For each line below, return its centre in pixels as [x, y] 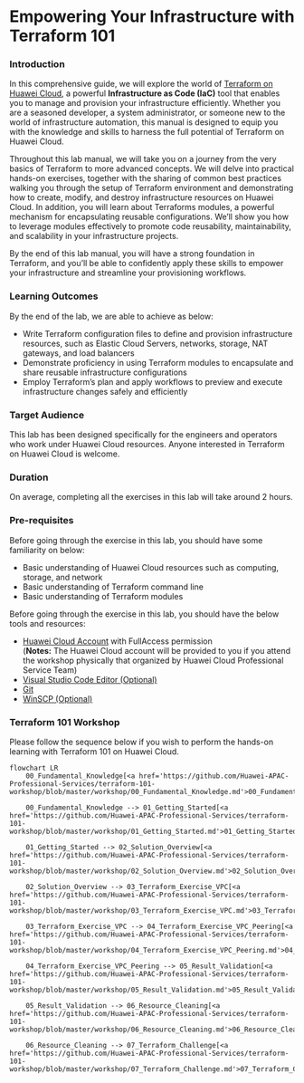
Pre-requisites [42, 521]
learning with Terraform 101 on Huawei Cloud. [94, 751]
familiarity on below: [47, 550]
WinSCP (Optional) [57, 698]
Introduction [37, 64]
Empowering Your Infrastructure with [152, 17]
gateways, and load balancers [78, 353]
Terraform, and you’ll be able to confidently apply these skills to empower [147, 264]
